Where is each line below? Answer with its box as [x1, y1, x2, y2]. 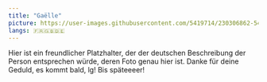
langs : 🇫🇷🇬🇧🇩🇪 [8, 26, 65, 34]
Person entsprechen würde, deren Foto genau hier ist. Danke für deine [8, 57, 239, 66]
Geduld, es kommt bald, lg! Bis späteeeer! [8, 65, 145, 75]
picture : [8, 19, 37, 27]
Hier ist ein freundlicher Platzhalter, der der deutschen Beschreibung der [8, 49, 246, 58]
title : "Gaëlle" [8, 11, 62, 20]
